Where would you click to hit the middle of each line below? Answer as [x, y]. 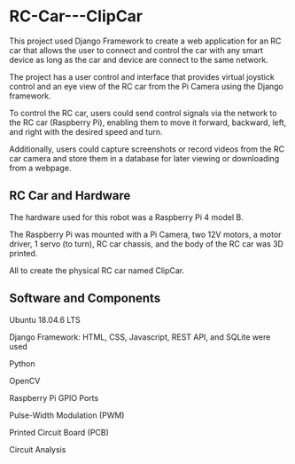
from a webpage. [40, 168]
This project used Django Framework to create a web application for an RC [145, 41]
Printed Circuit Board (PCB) [59, 432]
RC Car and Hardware [70, 196]
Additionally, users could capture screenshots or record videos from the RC [147, 149]
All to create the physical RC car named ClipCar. [97, 270]
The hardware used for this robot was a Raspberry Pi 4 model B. [126, 217]
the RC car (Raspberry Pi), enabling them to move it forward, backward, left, [148, 122]
